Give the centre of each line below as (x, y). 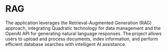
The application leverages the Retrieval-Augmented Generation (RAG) (79, 23)
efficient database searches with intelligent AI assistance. (66, 44)
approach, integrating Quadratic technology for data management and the (83, 28)
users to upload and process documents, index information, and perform (82, 39)
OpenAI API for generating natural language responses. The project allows (83, 33)
